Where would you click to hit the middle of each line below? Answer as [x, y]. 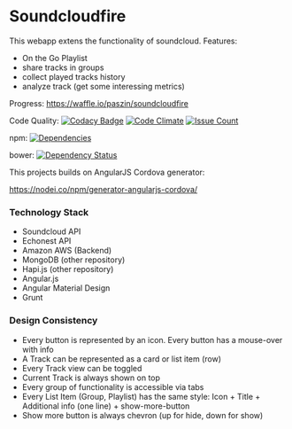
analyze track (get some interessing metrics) [104, 86]
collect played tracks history [73, 76]
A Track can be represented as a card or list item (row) [122, 359]
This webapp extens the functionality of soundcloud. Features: [123, 41]
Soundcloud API [51, 231]
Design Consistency [54, 321]
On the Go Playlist [55, 58]
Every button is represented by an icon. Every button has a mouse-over [152, 339]
